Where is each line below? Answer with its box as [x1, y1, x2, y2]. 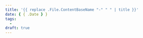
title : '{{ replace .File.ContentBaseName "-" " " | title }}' [5, 7, 139, 12]
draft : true [5, 26, 30, 31]
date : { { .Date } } [5, 12, 48, 17]
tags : [5, 16, 16, 21]
